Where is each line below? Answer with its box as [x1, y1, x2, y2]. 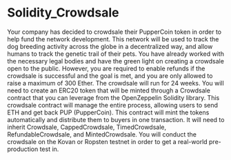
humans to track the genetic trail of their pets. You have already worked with [7, 50, 224, 58]
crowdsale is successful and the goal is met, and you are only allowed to [7, 71, 213, 80]
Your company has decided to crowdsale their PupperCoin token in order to [7, 28, 222, 36]
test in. [39, 145, 59, 153]
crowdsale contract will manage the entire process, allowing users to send [7, 101, 219, 109]
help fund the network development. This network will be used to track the [7, 34, 219, 43]
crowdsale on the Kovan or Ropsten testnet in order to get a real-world [7, 137, 208, 146]
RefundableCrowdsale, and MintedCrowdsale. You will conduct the [7, 130, 197, 139]
